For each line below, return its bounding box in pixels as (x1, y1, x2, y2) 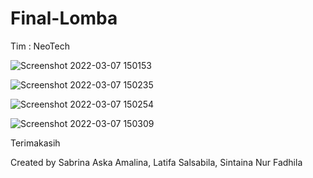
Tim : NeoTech (10, 40, 70, 52)
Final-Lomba (10, 7, 118, 30)
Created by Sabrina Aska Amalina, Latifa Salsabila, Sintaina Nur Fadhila (10, 156, 303, 168)
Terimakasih (10, 137, 61, 149)
